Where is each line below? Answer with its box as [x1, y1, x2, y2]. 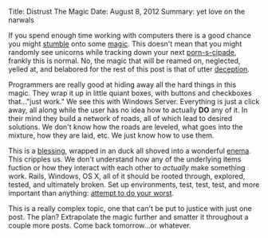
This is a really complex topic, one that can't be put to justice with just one [8, 204, 253, 213]
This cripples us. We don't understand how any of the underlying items [8, 154, 242, 164]
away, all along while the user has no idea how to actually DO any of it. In [8, 105, 248, 115]
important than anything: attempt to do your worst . [8, 189, 174, 197]
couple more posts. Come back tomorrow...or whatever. [8, 220, 191, 230]
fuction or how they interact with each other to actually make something [8, 163, 246, 172]
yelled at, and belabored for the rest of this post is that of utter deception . [8, 64, 250, 74]
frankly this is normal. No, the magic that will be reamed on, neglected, [8, 56, 241, 65]
